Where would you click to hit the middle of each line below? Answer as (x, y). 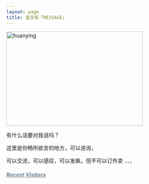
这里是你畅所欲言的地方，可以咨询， (51, 148)
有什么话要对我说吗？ (33, 135)
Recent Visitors (26, 175)
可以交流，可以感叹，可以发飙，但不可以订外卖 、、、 (71, 160)
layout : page (23, 12)
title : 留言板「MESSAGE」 (37, 17)
